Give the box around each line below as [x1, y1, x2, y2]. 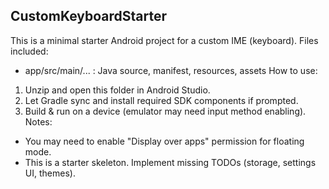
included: [10, 45, 49, 57]
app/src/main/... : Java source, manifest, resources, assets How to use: [24, 64, 318, 76]
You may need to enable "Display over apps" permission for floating [24, 135, 305, 147]
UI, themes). [24, 167, 76, 179]
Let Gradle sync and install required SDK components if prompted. [24, 94, 299, 106]
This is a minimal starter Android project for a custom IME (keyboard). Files [10, 34, 319, 46]
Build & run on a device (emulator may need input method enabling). [24, 105, 307, 117]
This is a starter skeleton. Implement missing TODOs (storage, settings [24, 156, 317, 168]
